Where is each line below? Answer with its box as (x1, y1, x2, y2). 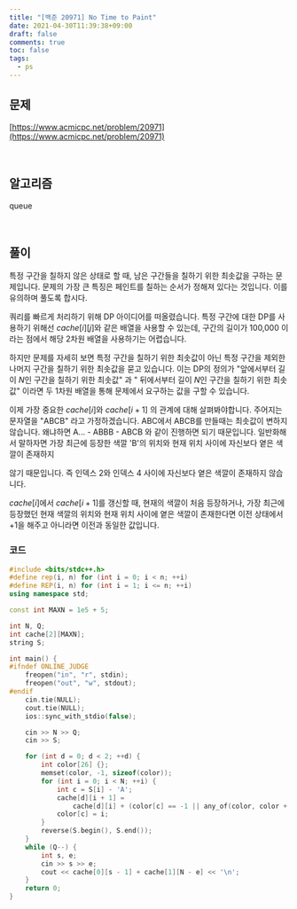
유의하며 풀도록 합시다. (9, 293, 88, 303)
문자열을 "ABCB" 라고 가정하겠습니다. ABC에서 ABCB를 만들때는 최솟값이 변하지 (9, 416, 288, 427)
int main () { (9, 654, 58, 663)
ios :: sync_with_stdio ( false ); (25, 711, 137, 721)
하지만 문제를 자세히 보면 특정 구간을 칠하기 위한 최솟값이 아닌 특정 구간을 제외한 (9, 352, 286, 364)
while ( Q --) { (25, 842, 77, 851)
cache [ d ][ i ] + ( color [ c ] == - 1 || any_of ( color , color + (72, 802, 288, 811)
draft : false (9, 29, 58, 38)
